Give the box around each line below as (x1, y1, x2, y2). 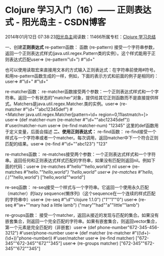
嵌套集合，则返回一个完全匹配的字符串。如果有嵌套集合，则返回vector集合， (5, 218, 160, 224)
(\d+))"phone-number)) (5, 235, 52, 241)
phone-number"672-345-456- (97, 224, 159, 230)
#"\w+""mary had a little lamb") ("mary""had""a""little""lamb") (14, 202, 140, 208)
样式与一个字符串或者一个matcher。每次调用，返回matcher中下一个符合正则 (5, 135, 159, 140)
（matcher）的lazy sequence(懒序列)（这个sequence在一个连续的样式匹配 (5, 190, 156, 196)
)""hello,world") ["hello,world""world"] (8, 174, 86, 180)
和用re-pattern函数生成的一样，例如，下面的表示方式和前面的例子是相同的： (5, 73, 159, 79)
